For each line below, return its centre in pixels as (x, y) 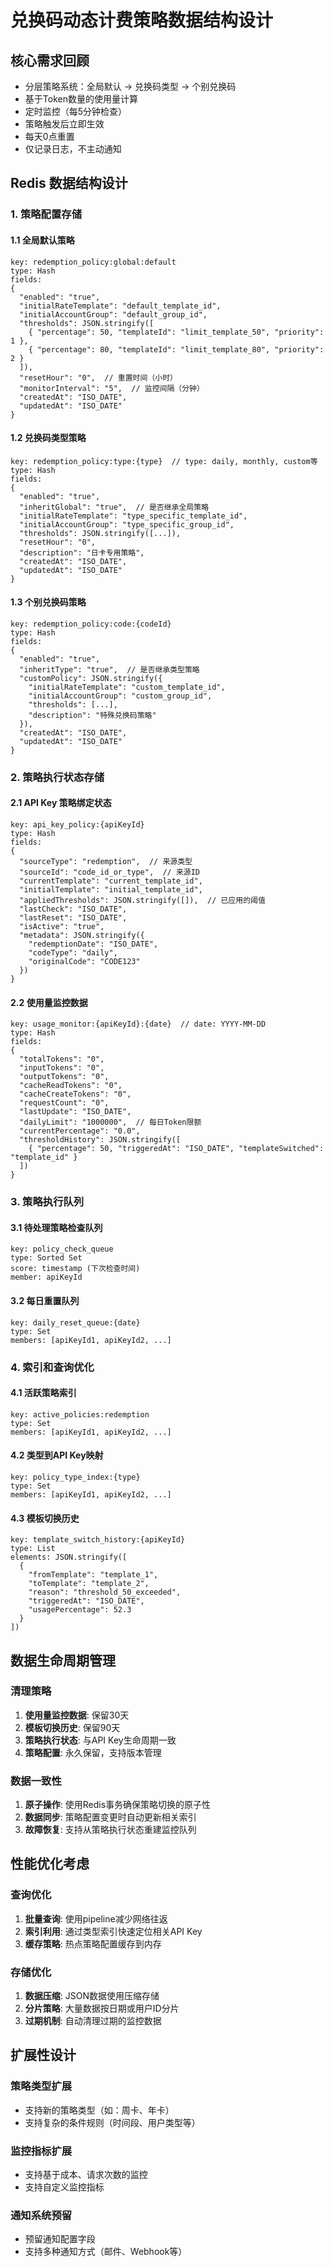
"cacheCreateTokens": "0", (75, 1094)
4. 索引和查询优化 (52, 1367)
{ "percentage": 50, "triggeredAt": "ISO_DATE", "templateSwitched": (176, 1149)
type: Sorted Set (46, 1258)
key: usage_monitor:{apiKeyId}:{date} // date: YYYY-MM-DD (138, 1024)
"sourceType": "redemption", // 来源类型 (106, 862)
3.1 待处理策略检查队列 (56, 1227)
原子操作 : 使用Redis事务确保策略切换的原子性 (118, 1805)
